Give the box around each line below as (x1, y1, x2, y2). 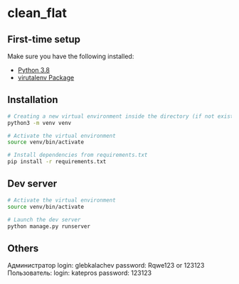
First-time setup (7, 33, 80, 45)
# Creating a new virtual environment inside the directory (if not (7, 112, 215, 120)
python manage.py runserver (7, 222, 91, 230)
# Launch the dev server (7, 216, 81, 223)
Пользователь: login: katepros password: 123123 (7, 268, 152, 278)
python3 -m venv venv (7, 119, 72, 126)
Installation (7, 94, 58, 106)
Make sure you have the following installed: (7, 52, 134, 60)
